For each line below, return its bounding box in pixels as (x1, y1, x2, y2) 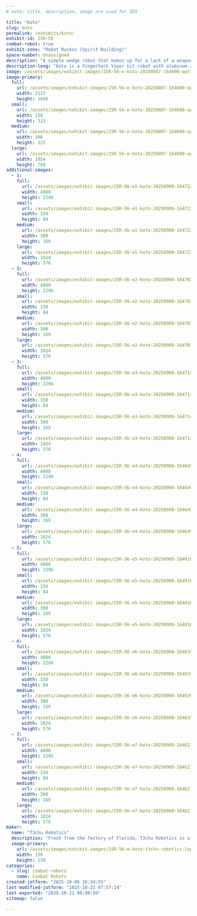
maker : (6, 824, 22, 831)
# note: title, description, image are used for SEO (6, 8, 138, 15)
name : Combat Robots (16, 874, 67, 879)
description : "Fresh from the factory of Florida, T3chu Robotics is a (11, 835, 191, 841)
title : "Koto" (6, 19, 41, 25)
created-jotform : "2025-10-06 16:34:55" (6, 879, 107, 885)
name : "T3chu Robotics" (11, 830, 69, 836)
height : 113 (16, 118, 46, 124)
